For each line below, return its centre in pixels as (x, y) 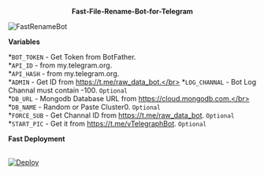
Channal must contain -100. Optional (68, 90)
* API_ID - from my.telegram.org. (60, 65)
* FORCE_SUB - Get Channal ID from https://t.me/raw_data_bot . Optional (121, 115)
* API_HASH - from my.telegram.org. (64, 73)
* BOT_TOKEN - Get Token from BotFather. (72, 57)
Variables (24, 42)
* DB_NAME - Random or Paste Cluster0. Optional (84, 107)
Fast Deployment (37, 139)
